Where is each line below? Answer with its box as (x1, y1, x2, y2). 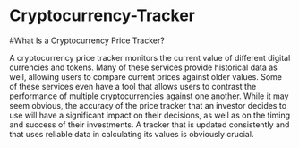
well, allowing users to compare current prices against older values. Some (9, 71, 282, 82)
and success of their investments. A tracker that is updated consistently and (9, 118, 290, 130)
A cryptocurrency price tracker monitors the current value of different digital (9, 52, 291, 63)
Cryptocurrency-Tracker (9, 5, 195, 26)
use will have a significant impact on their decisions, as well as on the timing (9, 109, 291, 120)
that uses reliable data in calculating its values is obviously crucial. (9, 128, 254, 139)
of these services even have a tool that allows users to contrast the (9, 81, 257, 91)
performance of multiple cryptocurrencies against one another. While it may (9, 91, 289, 101)
